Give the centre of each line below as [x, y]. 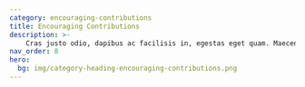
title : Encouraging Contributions [75, 26]
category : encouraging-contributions [81, 18]
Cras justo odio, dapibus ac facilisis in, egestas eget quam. [148, 43]
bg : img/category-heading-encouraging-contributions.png [128, 69]
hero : [20, 60]
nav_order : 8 [34, 52]
